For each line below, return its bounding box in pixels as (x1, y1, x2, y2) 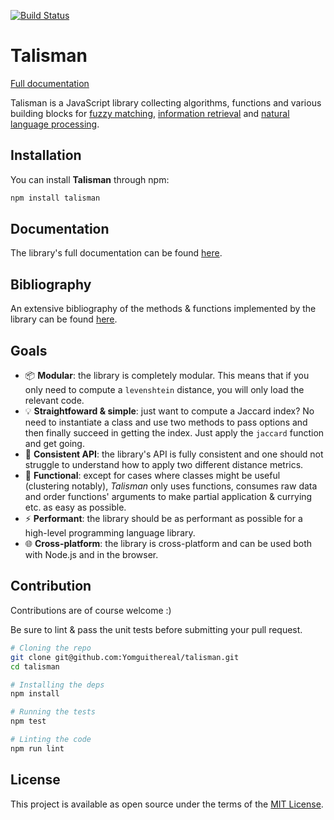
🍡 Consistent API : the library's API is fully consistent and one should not (24, 448, 324, 460)
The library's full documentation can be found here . (10, 247, 223, 259)
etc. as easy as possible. (24, 501, 127, 514)
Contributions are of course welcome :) (10, 604, 172, 616)
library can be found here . (10, 313, 118, 325)
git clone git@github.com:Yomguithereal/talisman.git (10, 652, 240, 662)
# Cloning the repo (10, 643, 92, 653)
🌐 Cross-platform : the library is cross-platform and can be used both (24, 538, 313, 550)
